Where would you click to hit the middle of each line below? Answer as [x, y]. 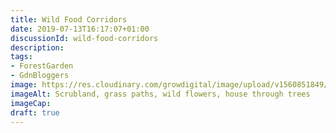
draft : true [35, 112]
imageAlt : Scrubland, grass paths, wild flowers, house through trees [160, 94]
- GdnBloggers [40, 76]
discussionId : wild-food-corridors [84, 38]
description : [37, 47]
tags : [21, 57]
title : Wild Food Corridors [69, 19]
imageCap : [31, 103]
